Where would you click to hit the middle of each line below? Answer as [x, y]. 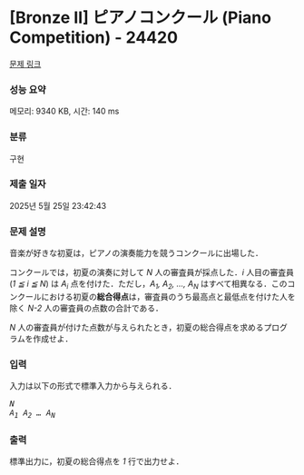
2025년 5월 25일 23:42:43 [58, 205]
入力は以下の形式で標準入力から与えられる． [93, 386]
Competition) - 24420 [94, 38]
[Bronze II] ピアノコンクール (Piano [141, 18]
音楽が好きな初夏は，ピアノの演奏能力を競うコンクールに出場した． [136, 253]
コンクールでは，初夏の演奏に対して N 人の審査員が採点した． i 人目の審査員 [152, 272]
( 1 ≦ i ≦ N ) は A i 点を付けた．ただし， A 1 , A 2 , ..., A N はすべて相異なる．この [148, 284]
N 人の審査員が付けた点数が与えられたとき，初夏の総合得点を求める [137, 327]
